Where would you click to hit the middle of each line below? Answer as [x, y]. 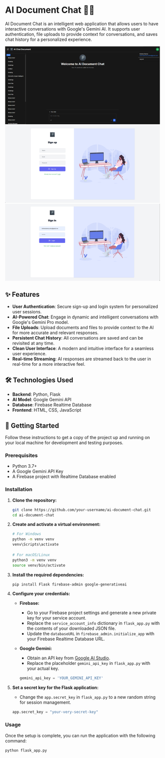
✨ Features [22, 294]
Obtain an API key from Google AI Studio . [69, 658]
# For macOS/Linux [31, 555]
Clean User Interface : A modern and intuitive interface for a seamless [83, 348]
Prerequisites [21, 455]
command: [16, 741]
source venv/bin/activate [39, 565]
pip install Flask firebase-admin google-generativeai [69, 584]
